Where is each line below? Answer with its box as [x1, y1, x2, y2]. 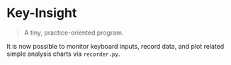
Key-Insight [6, 5, 77, 21]
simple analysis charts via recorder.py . [6, 49, 120, 58]
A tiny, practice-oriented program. [23, 28, 124, 37]
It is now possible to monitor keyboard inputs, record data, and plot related [6, 42, 225, 50]
